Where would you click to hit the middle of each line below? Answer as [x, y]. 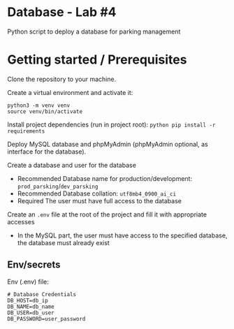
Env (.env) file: [28, 282]
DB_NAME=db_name [31, 307]
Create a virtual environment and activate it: [70, 92]
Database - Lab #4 [62, 12]
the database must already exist [63, 242]
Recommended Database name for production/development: [105, 178]
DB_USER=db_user [31, 313]
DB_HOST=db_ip [28, 300]
